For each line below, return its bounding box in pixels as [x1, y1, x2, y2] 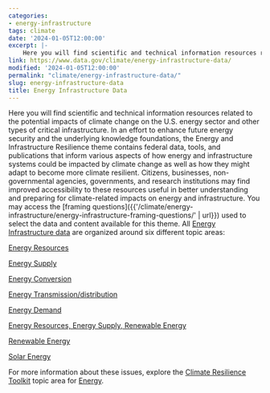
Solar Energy [8, 352, 51, 362]
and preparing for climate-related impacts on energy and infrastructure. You [8, 193, 260, 203]
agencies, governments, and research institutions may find [55, 176, 251, 186]
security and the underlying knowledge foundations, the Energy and [8, 134, 234, 144]
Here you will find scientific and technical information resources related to [8, 108, 253, 118]
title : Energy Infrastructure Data [8, 86, 128, 95]
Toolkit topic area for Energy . [8, 376, 104, 386]
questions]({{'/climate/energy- [92, 202, 194, 212]
